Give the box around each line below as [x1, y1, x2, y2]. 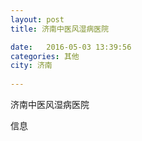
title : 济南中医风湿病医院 [10, 24, 110, 34]
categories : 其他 [10, 51, 80, 61]
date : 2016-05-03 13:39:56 [10, 42, 132, 52]
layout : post [10, 14, 65, 25]
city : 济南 [10, 61, 53, 71]
